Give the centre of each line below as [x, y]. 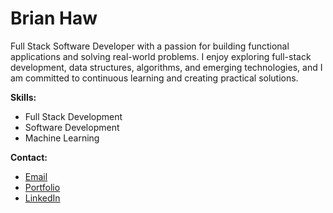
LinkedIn [42, 198]
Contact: [29, 157]
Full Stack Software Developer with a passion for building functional [150, 46]
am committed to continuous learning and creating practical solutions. [154, 78]
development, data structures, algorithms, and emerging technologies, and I [166, 67]
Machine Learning [62, 138]
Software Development [72, 127]
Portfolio [42, 187]
